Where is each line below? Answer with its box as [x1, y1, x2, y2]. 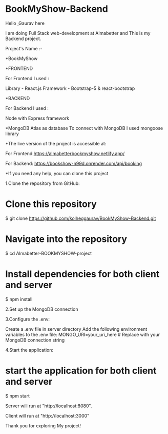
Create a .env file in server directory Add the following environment [5, 326, 148, 332]
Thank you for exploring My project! [5, 422, 81, 429]
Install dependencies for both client [5, 268, 160, 280]
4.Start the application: [5, 347, 54, 353]
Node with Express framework [5, 115, 70, 121]
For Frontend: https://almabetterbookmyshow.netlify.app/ [5, 150, 125, 157]
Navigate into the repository [5, 233, 127, 245]
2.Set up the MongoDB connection [5, 306, 78, 312]
